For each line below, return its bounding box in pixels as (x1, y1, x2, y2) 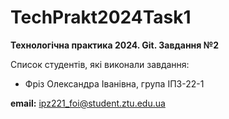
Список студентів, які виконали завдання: (10, 58, 190, 70)
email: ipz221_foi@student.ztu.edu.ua (10, 97, 166, 109)
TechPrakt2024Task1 (10, 6, 192, 29)
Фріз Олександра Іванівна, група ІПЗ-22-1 (24, 77, 205, 90)
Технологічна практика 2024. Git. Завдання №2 (10, 39, 219, 51)
